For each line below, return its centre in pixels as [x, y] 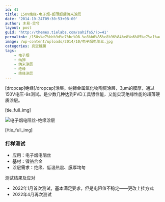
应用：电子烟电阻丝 [32, 155]
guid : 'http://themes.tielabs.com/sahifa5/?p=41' [57, 32]
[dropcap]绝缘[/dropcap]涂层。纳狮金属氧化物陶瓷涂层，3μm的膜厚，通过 [80, 88]
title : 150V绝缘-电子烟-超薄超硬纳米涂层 [43, 14]
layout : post [18, 28]
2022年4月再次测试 [32, 195]
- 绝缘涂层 [24, 74]
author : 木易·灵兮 [23, 23]
